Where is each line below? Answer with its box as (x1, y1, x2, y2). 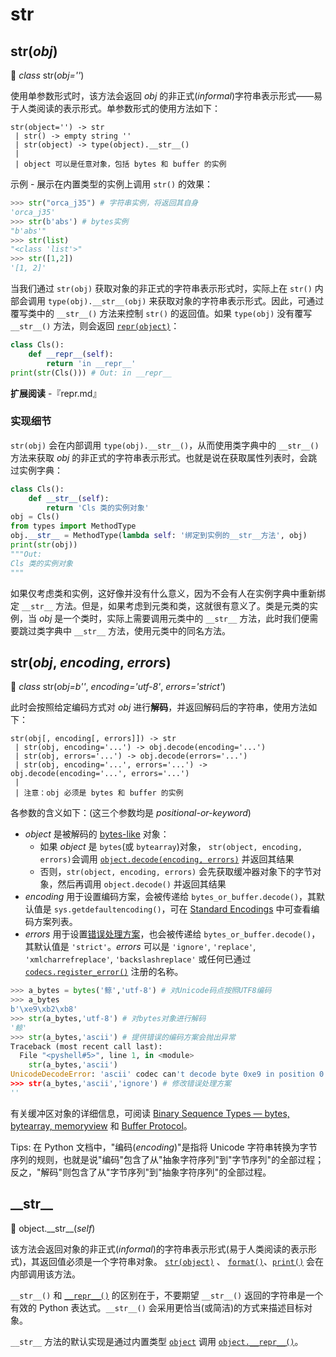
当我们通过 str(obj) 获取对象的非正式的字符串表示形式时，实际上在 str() (10, 283, 313, 294)
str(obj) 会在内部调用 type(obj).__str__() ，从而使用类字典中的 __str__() (10, 439, 320, 451)
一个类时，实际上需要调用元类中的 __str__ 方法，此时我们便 (63, 612, 310, 624)
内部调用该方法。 (10, 1268, 81, 1280)
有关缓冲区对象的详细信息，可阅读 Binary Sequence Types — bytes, (10, 1107, 290, 1119)
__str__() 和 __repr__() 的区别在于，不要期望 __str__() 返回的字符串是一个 (10, 1289, 324, 1301)
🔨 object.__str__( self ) (10, 1222, 96, 1234)
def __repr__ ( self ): (28, 349, 114, 359)
